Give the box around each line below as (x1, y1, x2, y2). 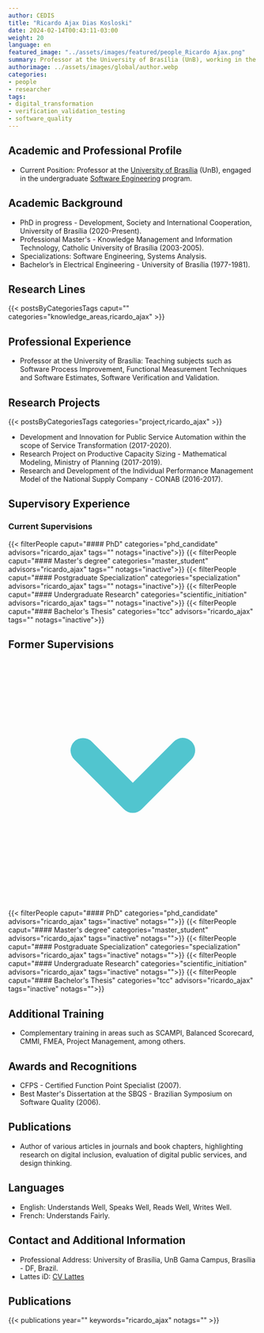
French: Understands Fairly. (19, 1210, 111, 1220)
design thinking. (19, 1158, 73, 1167)
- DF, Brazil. (19, 1263, 58, 1273)
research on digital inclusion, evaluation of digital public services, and (19, 1150, 247, 1159)
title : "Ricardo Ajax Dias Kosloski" (8, 19, 133, 27)
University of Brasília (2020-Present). (19, 226, 142, 235)
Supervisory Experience (8, 497, 130, 511)
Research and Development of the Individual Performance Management (19, 465, 254, 476)
